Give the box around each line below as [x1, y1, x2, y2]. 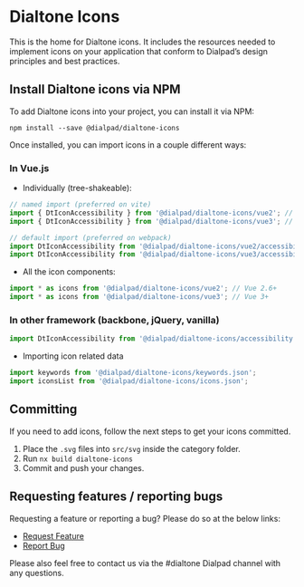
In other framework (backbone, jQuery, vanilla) [9, 313, 220, 326]
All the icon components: [22, 266, 116, 277]
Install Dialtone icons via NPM [9, 82, 181, 97]
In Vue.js [9, 161, 50, 174]
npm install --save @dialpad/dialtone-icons [9, 123, 180, 132]
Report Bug [22, 540, 65, 551]
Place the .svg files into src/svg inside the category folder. [22, 443, 242, 454]
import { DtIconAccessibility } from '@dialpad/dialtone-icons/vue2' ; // [9, 208, 294, 217]
